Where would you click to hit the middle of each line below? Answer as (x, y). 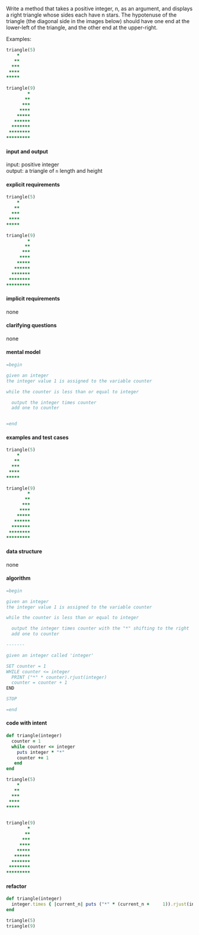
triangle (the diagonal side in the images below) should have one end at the (98, 21)
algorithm (18, 578)
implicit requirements (33, 298)
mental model (23, 352)
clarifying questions (32, 326)
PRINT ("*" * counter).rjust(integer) (60, 677)
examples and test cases (38, 437)
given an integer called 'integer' (50, 655)
